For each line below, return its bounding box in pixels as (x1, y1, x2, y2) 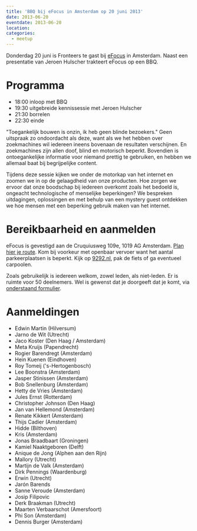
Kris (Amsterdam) (14, 431, 58, 438)
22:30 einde (14, 117, 44, 124)
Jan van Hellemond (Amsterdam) (14, 406, 95, 413)
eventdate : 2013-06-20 (6, 19, 62, 25)
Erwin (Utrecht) (14, 474, 52, 482)
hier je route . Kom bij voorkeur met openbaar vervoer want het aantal (6, 248, 173, 256)
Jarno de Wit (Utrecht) (14, 331, 69, 338)
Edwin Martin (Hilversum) (14, 324, 76, 332)
